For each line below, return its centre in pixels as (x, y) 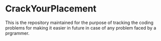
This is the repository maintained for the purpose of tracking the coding (79, 22)
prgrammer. (17, 33)
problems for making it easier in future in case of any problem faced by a (81, 27)
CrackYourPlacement (51, 9)
